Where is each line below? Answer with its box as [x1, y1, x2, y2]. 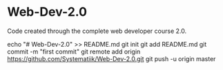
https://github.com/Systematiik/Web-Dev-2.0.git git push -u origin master [7, 54, 216, 62]
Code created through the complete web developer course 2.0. [7, 27, 187, 35]
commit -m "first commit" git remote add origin [7, 47, 141, 56]
